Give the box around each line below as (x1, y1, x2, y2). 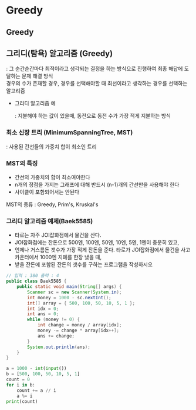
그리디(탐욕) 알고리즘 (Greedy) (6, 48, 113, 58)
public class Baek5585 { (6, 278, 67, 285)
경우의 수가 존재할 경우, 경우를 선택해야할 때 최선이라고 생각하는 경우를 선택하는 (6, 80, 188, 87)
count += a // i (16, 387, 57, 394)
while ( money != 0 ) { (27, 316, 80, 323)
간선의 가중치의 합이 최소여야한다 (14, 173, 90, 180)
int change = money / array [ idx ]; (37, 322, 122, 328)
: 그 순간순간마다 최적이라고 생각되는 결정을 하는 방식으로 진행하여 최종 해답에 (6, 65, 183, 72)
